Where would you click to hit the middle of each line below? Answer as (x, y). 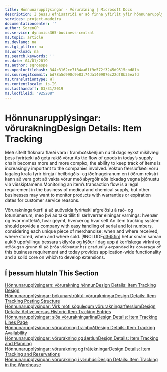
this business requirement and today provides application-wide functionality (83, 252)
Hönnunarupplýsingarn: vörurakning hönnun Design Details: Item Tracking (81, 285)
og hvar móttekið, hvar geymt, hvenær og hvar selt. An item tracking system (82, 221)
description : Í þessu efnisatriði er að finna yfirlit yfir (69, 14)
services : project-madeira (33, 19)
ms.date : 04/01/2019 (27, 61)
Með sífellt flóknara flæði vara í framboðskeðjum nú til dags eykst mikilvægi (82, 153)
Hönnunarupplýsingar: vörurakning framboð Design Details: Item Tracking (80, 328)
